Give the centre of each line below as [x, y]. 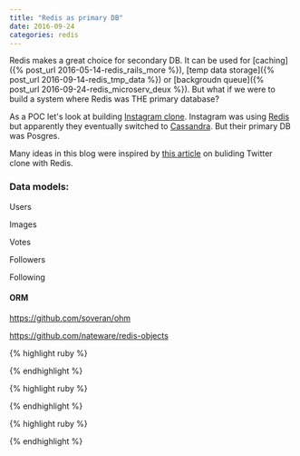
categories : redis [44, 35]
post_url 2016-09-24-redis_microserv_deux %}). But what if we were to [143, 89]
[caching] [270, 61]
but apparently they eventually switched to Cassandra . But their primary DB [150, 126]
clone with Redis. [42, 164]
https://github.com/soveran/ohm [70, 318]
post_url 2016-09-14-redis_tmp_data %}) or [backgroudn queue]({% [137, 80]
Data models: [39, 187]
